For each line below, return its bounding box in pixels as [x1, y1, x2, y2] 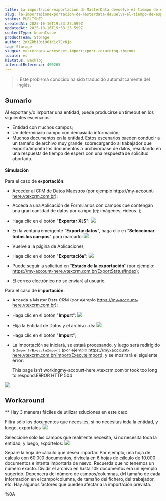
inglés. [17, 82, 31, 88]
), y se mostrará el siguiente [101, 352, 158, 358]
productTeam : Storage [5, 35, 50, 40]
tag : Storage [5, 44, 32, 49]
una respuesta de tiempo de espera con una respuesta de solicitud [12, 150, 149, 156]
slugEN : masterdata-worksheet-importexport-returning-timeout [5, 49, 136, 53]
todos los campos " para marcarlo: [12, 234, 83, 240]
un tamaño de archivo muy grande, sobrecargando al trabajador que [12, 140, 152, 146]
